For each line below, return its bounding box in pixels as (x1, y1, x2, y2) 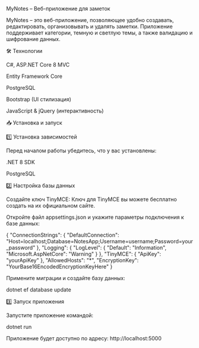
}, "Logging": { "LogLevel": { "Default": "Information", (36, 244, 167, 251)
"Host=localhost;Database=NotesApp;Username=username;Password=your (6, 238, 193, 244)
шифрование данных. (6, 36, 61, 42)
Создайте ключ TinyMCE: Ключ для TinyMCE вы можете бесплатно (6, 196, 177, 203)
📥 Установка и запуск (6, 119, 62, 126)
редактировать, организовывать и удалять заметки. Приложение (6, 23, 173, 30)
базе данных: (6, 220, 40, 227)
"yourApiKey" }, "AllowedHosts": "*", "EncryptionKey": (6, 257, 139, 264)
